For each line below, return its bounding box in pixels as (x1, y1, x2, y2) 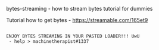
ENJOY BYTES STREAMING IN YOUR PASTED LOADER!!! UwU (6, 33, 140, 39)
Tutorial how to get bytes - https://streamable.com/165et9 (6, 17, 148, 23)
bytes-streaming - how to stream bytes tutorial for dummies (6, 5, 153, 12)
